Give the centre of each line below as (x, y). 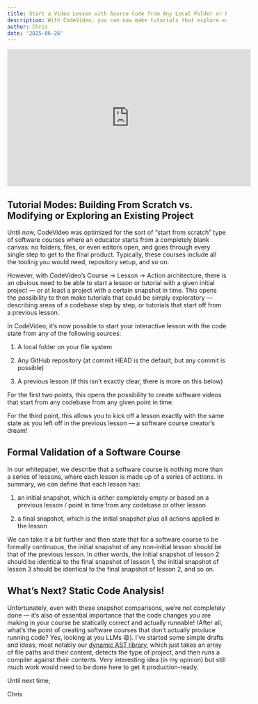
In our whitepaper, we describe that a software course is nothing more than (115, 469)
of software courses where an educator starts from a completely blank (108, 240)
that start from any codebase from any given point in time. (90, 402)
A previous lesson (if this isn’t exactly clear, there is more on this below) (120, 381)
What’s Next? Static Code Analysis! (86, 591)
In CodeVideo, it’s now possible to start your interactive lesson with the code (117, 326)
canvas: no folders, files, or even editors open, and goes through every (109, 247)
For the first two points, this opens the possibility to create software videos (114, 395)
